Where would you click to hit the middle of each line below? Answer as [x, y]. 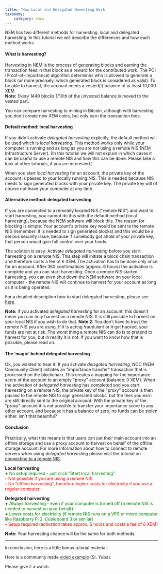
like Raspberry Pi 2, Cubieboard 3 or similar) [49, 519]
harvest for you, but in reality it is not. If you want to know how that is [74, 337]
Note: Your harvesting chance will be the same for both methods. [70, 534]
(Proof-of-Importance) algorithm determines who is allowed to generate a [79, 75]
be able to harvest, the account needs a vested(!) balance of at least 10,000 [81, 85]
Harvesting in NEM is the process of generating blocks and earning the [76, 65]
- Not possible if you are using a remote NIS [49, 478]
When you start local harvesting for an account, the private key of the [75, 173]
